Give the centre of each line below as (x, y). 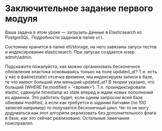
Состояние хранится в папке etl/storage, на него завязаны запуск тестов (81, 47)
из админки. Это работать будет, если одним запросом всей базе (74, 97)
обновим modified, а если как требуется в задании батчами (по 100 (76, 102)
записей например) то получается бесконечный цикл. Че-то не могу (77, 108)
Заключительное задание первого (79, 8)
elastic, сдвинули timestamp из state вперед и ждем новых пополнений (79, 92)
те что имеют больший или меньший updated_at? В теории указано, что (80, 82)
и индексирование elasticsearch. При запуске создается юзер (70, 52)
